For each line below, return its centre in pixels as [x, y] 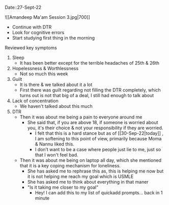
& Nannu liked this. [54, 144]
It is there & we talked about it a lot [56, 84]
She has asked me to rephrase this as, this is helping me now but [95, 171]
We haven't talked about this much [56, 106]
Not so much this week [44, 74]
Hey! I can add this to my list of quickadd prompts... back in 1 [99, 193]
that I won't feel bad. [57, 155]
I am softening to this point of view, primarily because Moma [98, 139]
